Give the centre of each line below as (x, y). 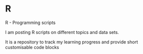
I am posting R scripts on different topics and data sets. (62, 32)
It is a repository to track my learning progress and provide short (72, 42)
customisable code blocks (32, 47)
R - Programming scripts (30, 22)
